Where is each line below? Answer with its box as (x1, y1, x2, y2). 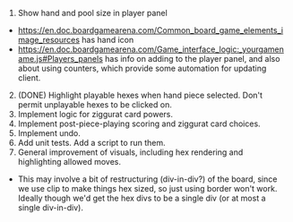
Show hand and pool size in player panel (17, 8, 168, 18)
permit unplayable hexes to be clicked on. (17, 99, 172, 110)
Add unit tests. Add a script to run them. (17, 138, 166, 148)
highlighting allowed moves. (17, 157, 121, 166)
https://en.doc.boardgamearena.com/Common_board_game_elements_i (17, 25, 284, 35)
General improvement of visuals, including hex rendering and (17, 147, 244, 158)
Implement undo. (17, 128, 81, 138)
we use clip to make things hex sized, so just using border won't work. (17, 184, 278, 193)
